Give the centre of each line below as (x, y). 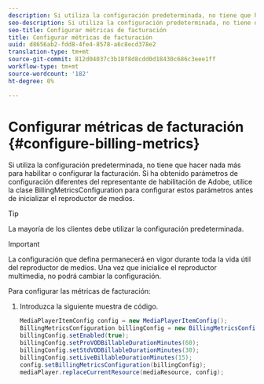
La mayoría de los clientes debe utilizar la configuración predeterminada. (126, 229)
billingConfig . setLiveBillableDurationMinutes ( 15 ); (106, 357)
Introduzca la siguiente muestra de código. (89, 306)
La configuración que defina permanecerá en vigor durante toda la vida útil (130, 259)
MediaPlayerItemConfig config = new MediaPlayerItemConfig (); (123, 321)
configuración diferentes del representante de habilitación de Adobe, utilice (130, 182)
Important (24, 244)
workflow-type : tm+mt (44, 67)
